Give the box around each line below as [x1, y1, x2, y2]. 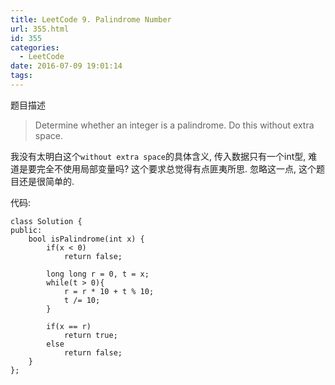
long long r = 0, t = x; [46, 269, 150, 279]
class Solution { [10, 216, 83, 226]
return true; [63, 330, 118, 340]
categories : [10, 42, 60, 53]
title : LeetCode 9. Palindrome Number [10, 14, 172, 25]
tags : [10, 71, 33, 81]
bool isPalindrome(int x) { [28, 234, 145, 244]
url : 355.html [10, 24, 70, 34]
